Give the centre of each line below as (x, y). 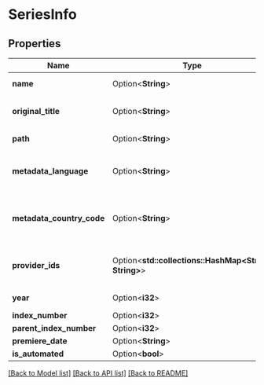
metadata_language (50, 171)
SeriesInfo (42, 15)
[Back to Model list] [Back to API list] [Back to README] (98, 373)
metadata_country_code (59, 218)
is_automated (38, 354)
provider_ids (36, 265)
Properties (35, 44)
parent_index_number (54, 328)
